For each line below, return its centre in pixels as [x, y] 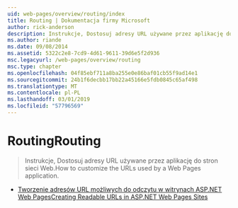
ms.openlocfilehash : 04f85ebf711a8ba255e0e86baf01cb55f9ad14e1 [103, 73]
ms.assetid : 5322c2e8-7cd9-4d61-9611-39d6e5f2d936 [84, 54]
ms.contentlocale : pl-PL [44, 93]
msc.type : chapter [34, 67]
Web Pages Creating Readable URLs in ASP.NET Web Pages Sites [113, 197]
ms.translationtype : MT [42, 86]
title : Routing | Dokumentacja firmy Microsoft [79, 21]
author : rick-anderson [41, 27]
